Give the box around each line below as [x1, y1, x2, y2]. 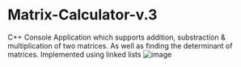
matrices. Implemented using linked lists [7, 49, 142, 59]
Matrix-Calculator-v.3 [7, 6, 158, 24]
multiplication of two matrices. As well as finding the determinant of [7, 40, 233, 50]
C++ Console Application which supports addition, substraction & [7, 32, 226, 42]
